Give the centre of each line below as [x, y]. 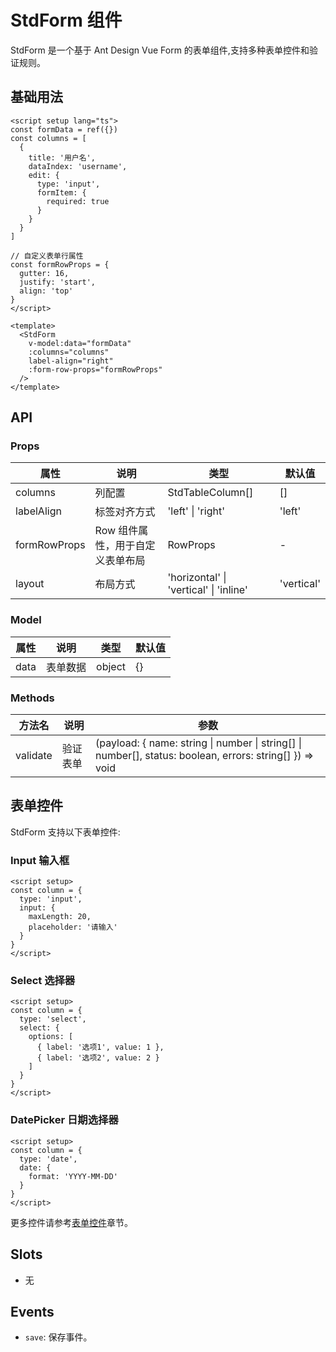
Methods [32, 698]
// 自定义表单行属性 [47, 256]
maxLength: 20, [60, 917]
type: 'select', [53, 1019]
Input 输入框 [40, 860]
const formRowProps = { [60, 264]
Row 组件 [116, 531]
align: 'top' [46, 291]
